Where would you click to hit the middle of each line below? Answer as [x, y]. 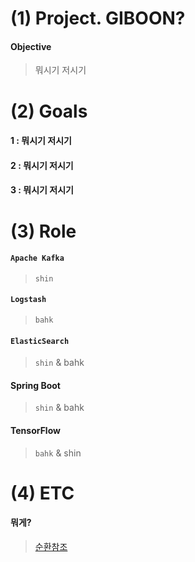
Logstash [28, 300]
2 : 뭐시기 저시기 [42, 165]
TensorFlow [35, 430]
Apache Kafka [37, 258]
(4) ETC [42, 493]
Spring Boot [35, 385]
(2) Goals [49, 111]
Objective [31, 46]
